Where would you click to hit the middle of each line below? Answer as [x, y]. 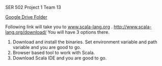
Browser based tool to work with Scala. [54, 53]
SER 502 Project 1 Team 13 [33, 7]
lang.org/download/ [26, 32]
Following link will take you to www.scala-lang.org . [59, 27]
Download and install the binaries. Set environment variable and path [85, 42]
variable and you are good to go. [47, 47]
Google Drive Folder [26, 17]
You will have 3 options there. [79, 32]
